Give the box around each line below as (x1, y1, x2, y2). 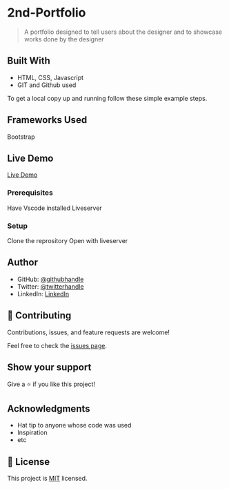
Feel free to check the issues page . (7, 341, 107, 349)
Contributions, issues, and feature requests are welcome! (7, 328, 170, 336)
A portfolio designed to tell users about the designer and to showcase (23, 28, 223, 36)
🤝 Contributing (7, 309, 72, 322)
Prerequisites (7, 188, 53, 198)
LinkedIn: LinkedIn (17, 289, 70, 298)
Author (7, 257, 38, 269)
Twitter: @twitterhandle (17, 282, 84, 291)
